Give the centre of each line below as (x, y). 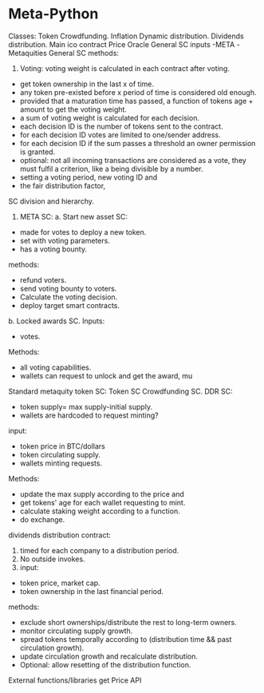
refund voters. (43, 279)
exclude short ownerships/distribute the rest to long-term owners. (128, 622)
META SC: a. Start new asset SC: (73, 216)
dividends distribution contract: (60, 535)
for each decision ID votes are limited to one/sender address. (120, 135)
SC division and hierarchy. (51, 201)
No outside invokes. (52, 559)
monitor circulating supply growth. (76, 631)
